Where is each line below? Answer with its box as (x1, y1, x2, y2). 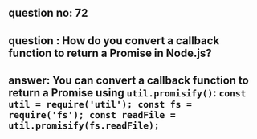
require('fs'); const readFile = (8, 109, 177, 121)
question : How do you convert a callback (8, 34, 220, 47)
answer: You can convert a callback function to (8, 74, 249, 88)
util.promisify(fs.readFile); (8, 120, 160, 132)
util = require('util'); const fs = (8, 99, 193, 111)
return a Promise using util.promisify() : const (8, 86, 247, 100)
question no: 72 (8, 6, 88, 20)
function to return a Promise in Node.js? (8, 46, 212, 59)
